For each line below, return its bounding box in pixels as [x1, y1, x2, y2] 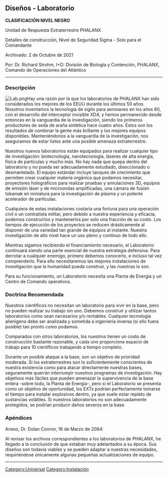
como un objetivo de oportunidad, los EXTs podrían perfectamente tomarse [5, 386, 160, 392]
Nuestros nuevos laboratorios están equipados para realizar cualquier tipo [5, 148, 158, 154]
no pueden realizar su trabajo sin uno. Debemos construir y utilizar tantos [5, 308, 156, 314]
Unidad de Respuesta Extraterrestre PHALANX [5, 27, 101, 33]
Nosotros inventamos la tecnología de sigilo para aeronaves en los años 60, [5, 106, 161, 112]
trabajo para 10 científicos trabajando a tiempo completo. [5, 344, 123, 350]
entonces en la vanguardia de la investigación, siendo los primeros [5, 117, 142, 123]
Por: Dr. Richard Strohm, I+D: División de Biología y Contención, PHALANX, [5, 61, 160, 67]
